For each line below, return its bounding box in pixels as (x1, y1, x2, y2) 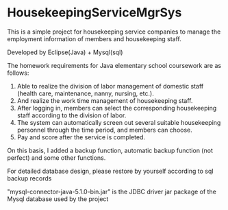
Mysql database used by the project (7, 194, 109, 203)
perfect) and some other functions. (7, 153, 106, 162)
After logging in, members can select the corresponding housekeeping (16, 104, 217, 112)
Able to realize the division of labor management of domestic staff (16, 82, 204, 90)
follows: (7, 69, 29, 77)
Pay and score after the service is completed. (16, 132, 146, 141)
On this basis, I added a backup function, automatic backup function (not (7, 146, 214, 154)
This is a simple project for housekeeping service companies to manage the (7, 27, 221, 36)
